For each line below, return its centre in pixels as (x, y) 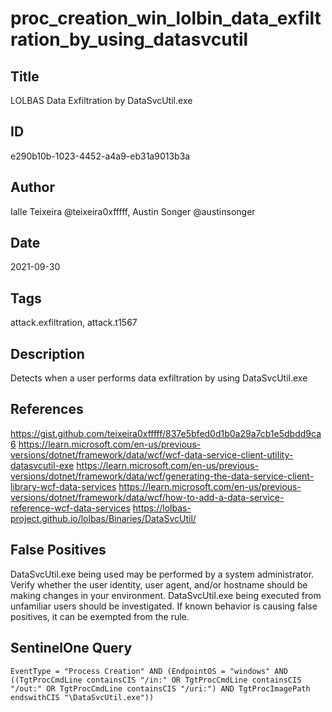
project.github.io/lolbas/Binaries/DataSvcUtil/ (103, 518)
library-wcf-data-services (63, 486)
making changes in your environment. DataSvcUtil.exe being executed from (166, 595)
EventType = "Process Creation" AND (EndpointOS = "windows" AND (149, 671)
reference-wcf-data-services (70, 508)
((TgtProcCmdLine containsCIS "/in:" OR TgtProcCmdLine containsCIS (156, 680)
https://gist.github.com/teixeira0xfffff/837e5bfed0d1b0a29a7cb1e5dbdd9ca (166, 433)
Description (47, 353)
